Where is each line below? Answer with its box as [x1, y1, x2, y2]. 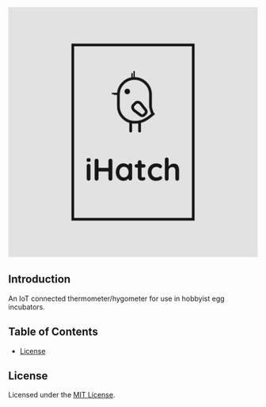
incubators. [8, 301, 46, 312]
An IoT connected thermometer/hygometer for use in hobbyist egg [8, 294, 225, 303]
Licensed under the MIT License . [8, 390, 116, 400]
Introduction [8, 273, 71, 286]
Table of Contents [8, 325, 99, 339]
